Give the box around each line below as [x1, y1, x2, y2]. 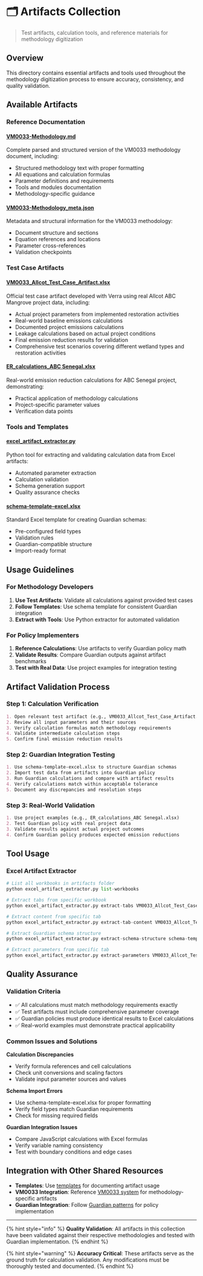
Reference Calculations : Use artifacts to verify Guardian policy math [14, 645, 187, 652]
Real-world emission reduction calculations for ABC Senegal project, [6, 376, 177, 384]
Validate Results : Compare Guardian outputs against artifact [14, 651, 166, 658]
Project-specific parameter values [14, 401, 100, 408]
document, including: [6, 153, 59, 160]
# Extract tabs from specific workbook [6, 897, 107, 903]
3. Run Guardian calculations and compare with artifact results [6, 775, 174, 782]
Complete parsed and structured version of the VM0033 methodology [6, 146, 181, 153]
